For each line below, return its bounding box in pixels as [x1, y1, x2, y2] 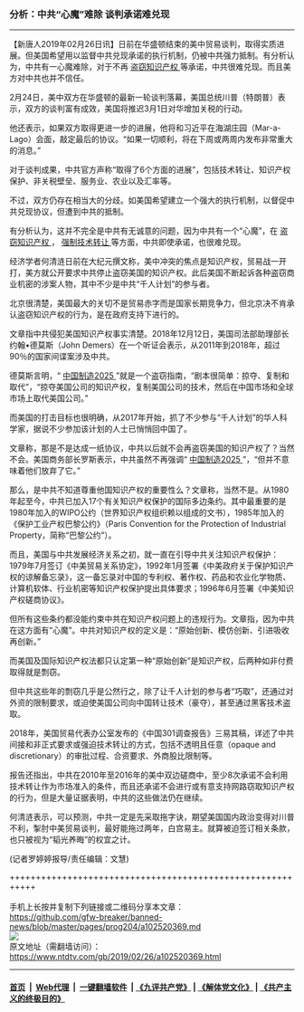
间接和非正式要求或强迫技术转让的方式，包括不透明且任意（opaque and [9, 740, 276, 750]
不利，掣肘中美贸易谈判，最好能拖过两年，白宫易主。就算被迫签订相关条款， [9, 823, 295, 834]
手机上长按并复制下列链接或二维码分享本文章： [9, 902, 184, 912]
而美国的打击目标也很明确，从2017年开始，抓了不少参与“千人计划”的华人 [9, 412, 280, 423]
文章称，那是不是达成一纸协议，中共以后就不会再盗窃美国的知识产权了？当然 [9, 443, 295, 453]
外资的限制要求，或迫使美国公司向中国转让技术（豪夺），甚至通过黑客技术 [9, 697, 283, 708]
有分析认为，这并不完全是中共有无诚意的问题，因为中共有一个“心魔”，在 [9, 225, 279, 236]
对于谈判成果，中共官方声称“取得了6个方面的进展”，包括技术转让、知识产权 [9, 165, 291, 176]
